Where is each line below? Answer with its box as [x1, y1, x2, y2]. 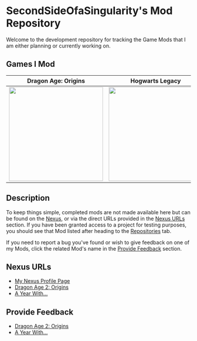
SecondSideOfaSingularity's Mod [6, 4, 173, 18]
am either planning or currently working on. [6, 42, 111, 49]
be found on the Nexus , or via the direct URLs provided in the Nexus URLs [6, 215, 185, 222]
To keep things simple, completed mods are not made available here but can [6, 208, 191, 215]
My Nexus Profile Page [14, 278, 70, 285]
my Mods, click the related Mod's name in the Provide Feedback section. [6, 245, 182, 252]
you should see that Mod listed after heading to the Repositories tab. [6, 227, 172, 234]
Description [6, 193, 50, 203]
